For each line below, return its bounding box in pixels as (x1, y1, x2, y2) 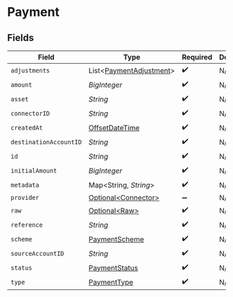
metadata (10, 181, 40, 189)
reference (10, 221, 43, 229)
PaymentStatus (88, 263, 139, 273)
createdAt (10, 124, 43, 132)
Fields (7, 32, 35, 44)
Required (181, 53, 213, 62)
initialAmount (10, 167, 58, 174)
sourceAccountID (10, 249, 64, 257)
